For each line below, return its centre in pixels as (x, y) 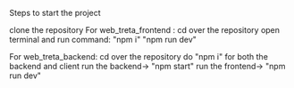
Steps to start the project (55, 13)
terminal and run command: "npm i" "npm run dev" (103, 40)
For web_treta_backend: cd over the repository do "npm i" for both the (139, 56)
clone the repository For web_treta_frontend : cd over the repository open (144, 30)
